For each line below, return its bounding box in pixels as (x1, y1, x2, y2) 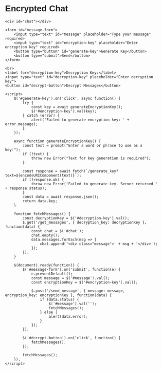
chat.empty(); (31, 233, 60, 238)
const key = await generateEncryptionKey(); (31, 104, 123, 109)
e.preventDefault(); (31, 271, 73, 276)
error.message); (5, 121, 38, 127)
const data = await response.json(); (22, 194, 99, 199)
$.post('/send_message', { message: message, (31, 288, 125, 293)
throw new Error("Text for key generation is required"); (31, 155, 151, 161)
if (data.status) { (39, 297, 79, 302)
